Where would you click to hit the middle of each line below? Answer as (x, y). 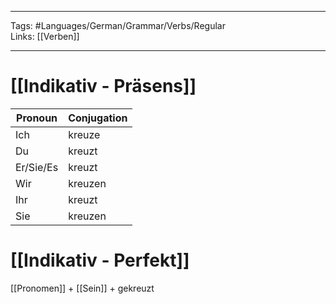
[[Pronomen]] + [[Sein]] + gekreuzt (82, 288)
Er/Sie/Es (37, 167)
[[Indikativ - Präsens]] (103, 86)
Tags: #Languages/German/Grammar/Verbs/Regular (118, 25)
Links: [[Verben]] (45, 36)
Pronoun (37, 118)
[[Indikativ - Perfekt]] (100, 260)
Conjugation (98, 118)
